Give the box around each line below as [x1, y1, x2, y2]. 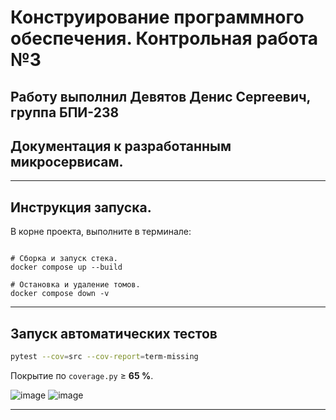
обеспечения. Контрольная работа [10, 27, 318, 50]
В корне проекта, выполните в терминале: [10, 226, 192, 238]
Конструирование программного [10, 6, 305, 29]
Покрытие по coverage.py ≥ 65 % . [10, 369, 154, 381]
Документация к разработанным [10, 137, 232, 155]
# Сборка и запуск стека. [10, 254, 118, 264]
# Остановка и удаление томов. [10, 280, 141, 290]
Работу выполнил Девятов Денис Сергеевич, [10, 88, 311, 105]
